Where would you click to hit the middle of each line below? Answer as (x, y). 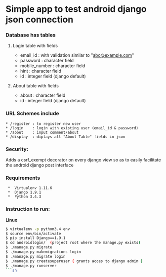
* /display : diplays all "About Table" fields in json (65, 137)
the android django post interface (40, 165)
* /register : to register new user (43, 124)
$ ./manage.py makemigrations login (43, 252)
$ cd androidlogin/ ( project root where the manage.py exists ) (73, 243)
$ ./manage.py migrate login (36, 256)
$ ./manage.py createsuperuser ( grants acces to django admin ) (74, 261)
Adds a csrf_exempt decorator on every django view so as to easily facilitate (83, 160)
